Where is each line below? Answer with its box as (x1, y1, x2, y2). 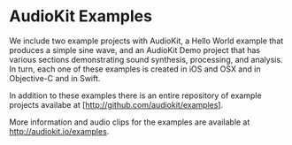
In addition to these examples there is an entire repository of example (9, 90, 263, 101)
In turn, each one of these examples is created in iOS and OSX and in (9, 64, 261, 74)
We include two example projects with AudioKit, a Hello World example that (9, 35, 284, 46)
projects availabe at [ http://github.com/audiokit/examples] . (9, 99, 224, 110)
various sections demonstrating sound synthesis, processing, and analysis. (9, 54, 283, 65)
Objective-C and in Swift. (9, 72, 101, 83)
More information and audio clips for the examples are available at (9, 117, 250, 127)
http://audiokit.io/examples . (9, 126, 110, 136)
